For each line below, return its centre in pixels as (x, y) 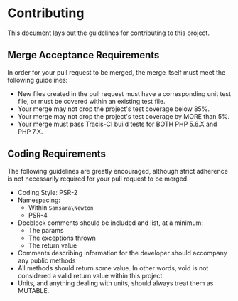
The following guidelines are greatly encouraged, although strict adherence (118, 171)
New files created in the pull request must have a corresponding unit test (124, 93)
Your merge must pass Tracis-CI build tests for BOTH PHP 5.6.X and (117, 124)
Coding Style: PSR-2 (48, 192)
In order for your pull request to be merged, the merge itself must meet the (117, 72)
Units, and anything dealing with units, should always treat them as (115, 283)
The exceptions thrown (62, 238)
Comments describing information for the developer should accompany (122, 253)
